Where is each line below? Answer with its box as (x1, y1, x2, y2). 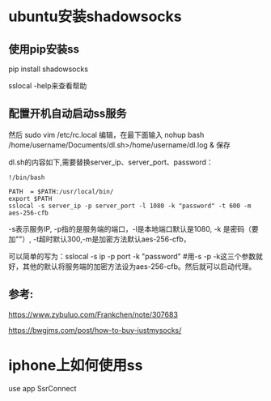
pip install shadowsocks (8, 64, 89, 74)
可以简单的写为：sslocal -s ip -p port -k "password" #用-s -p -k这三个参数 (8, 251, 256, 261)
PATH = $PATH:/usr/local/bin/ (8, 187, 114, 195)
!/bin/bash (8, 173, 45, 181)
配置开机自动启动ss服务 (8, 107, 127, 121)
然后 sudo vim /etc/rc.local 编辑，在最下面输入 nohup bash (8, 130, 205, 139)
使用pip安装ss (8, 42, 79, 56)
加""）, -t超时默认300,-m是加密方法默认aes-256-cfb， (8, 234, 191, 244)
